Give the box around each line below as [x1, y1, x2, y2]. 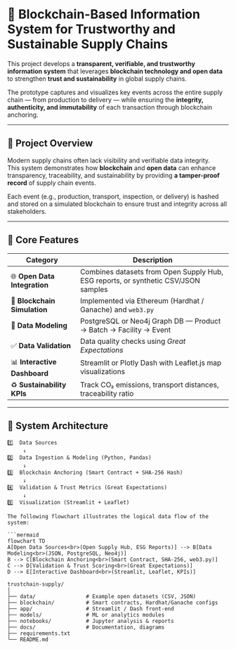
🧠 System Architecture [7, 420, 109, 432]
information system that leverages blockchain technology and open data [7, 67, 223, 75]
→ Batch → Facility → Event [79, 325, 171, 335]
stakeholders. [7, 207, 47, 215]
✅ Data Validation [11, 340, 72, 350]
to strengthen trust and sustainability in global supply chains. [7, 74, 188, 83]
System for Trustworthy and [7, 21, 176, 37]
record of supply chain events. [7, 179, 96, 187]
